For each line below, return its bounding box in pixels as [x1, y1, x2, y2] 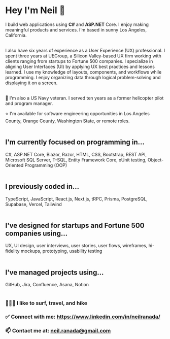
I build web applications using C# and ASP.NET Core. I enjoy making [5, 21, 149, 27]
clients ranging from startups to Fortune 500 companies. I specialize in [5, 58, 153, 64]
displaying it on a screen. [5, 80, 58, 86]
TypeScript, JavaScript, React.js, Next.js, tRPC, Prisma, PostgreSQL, [5, 195, 148, 202]
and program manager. [5, 100, 53, 106]
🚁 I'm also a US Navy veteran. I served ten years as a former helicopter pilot [5, 95, 164, 101]
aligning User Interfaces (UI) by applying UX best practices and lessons [5, 63, 155, 70]
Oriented [5, 162, 24, 168]
